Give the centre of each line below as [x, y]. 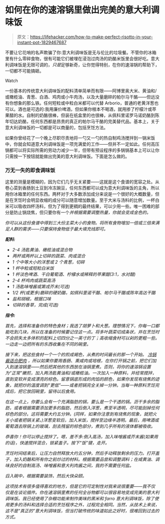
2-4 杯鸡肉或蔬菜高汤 [34, 280]
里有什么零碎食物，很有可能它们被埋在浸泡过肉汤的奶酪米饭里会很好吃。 [78, 58]
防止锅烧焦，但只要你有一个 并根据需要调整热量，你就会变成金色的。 [82, 212]
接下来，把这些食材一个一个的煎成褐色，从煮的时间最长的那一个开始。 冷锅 [81, 355]
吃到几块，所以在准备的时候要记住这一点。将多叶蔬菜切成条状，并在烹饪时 [84, 332]
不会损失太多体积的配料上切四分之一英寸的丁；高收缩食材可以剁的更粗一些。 [82, 338]
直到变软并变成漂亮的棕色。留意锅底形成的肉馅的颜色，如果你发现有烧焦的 [80, 379]
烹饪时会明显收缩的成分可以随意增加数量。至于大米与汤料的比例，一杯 [84, 200]
